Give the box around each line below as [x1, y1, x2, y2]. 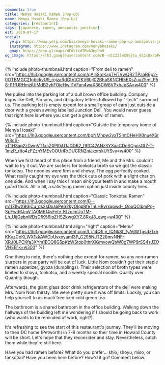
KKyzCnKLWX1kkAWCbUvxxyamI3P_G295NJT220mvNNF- [5, 234, 125, 240]
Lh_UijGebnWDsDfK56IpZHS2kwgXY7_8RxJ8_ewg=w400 [5, 214, 121, 220]
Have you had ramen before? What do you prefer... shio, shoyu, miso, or [5, 349, 151, 355]
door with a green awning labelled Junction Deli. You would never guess [5, 107, 151, 113]
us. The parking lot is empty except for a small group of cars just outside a [5, 102, 156, 108]
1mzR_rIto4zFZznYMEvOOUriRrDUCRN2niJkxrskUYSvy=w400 [5, 148, 132, 154]
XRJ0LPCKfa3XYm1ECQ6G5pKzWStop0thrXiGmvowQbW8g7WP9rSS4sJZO [5, 239, 160, 245]
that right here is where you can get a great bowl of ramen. [5, 112, 124, 118]
